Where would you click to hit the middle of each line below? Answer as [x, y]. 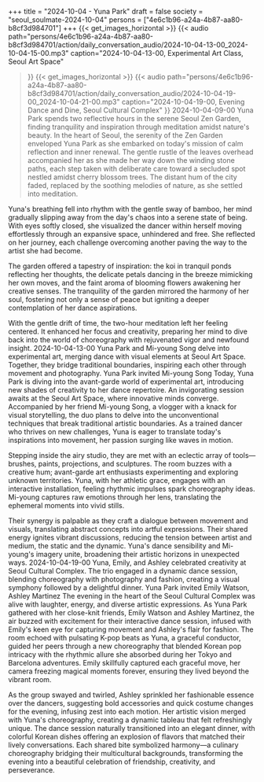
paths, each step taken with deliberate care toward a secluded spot [136, 169]
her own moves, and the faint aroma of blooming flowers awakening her [125, 283]
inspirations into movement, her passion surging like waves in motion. [121, 440]
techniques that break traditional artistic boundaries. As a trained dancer [125, 423]
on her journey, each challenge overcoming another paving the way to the [128, 242]
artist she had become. [46, 251]
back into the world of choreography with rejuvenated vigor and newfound [129, 340]
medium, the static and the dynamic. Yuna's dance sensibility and [114, 546]
